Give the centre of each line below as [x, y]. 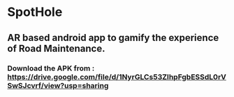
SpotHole [35, 12]
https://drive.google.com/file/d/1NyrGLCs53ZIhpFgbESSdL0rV [117, 77]
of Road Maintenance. [56, 48]
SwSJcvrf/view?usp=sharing [58, 85]
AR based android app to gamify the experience [113, 38]
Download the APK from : [51, 68]
